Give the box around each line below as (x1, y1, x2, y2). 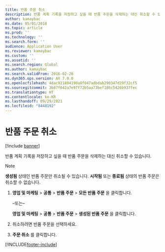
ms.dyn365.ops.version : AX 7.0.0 (5, 76, 74, 81)
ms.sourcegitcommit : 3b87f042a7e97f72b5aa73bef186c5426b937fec (5, 85, 137, 90)
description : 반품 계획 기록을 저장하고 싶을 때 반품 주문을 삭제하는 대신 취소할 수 (5, 12, 156, 17)
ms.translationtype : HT (5, 90, 54, 95)
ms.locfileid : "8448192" (5, 104, 56, 108)
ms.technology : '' (5, 35, 43, 40)
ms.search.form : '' (5, 39, 45, 44)
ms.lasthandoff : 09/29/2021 (5, 99, 63, 104)
